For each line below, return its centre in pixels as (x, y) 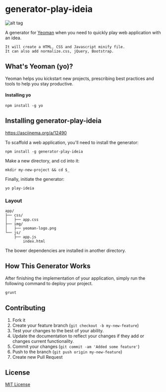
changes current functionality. (43, 341)
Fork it (19, 320)
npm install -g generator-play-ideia (44, 152)
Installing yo (18, 95)
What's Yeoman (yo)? (39, 66)
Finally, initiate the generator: (35, 179)
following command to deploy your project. (49, 283)
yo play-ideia (20, 188)
